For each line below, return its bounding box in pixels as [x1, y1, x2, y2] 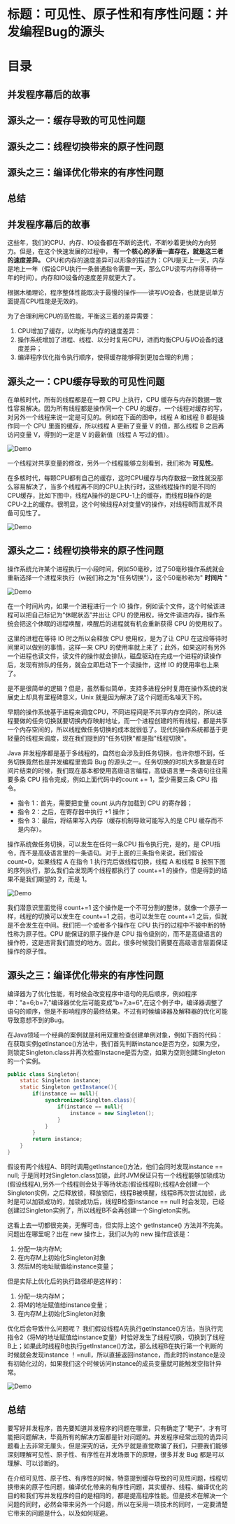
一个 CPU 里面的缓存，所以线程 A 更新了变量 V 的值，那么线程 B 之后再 [19, 421, 225, 430]
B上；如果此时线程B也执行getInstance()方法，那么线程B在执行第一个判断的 [7, 1341, 224, 1350]
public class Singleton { [7, 1070, 80, 1078]
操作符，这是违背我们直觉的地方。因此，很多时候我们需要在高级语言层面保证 [7, 938, 228, 946]
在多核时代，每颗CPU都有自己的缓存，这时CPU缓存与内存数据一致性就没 [7, 473, 218, 482]
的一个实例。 [7, 1056, 44, 1065]
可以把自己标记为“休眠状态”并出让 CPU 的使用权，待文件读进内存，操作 [13, 610, 219, 619]
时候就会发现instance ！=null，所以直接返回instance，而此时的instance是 [7, 1350, 220, 1359]
